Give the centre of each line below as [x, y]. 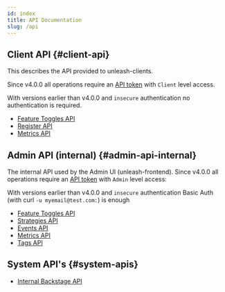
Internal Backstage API [50, 281]
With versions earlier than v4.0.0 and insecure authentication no [99, 98]
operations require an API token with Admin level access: [87, 179]
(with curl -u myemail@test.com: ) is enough [69, 200]
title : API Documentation [44, 20]
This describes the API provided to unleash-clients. [80, 71]
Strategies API [37, 221]
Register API [35, 126]
